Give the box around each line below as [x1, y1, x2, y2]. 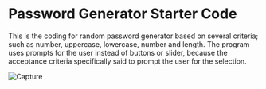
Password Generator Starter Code [8, 5, 237, 23]
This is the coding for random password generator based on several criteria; [8, 31, 259, 41]
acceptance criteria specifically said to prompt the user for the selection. [8, 56, 247, 66]
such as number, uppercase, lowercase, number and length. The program [8, 39, 250, 48]
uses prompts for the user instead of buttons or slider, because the [8, 48, 229, 57]
